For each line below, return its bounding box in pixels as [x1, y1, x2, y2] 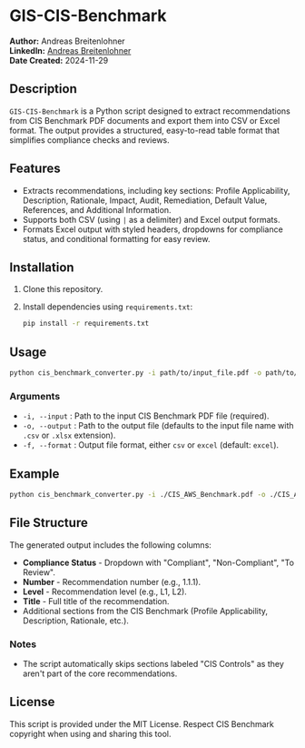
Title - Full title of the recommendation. [22, 595, 170, 606]
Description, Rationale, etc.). [22, 615, 130, 626]
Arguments [9, 389, 61, 402]
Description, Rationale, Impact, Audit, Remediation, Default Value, [22, 195, 268, 206]
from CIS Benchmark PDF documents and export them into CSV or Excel [9, 115, 280, 126]
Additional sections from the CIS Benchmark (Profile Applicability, [22, 605, 269, 616]
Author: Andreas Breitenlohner [9, 35, 125, 46]
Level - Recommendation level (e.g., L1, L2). [22, 586, 188, 597]
